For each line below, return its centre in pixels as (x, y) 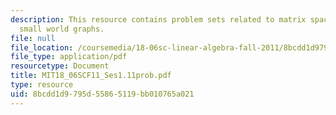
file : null (33, 38)
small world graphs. (62, 29)
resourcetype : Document (60, 66)
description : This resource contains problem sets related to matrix (158, 19)
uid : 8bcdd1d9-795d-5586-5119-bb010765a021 (102, 94)
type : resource (42, 85)
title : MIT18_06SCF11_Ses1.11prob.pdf (91, 76)
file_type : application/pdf (69, 57)
